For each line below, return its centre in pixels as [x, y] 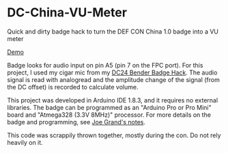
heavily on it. [25, 142]
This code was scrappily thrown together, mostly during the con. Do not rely [114, 135]
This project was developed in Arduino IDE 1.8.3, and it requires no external [113, 100]
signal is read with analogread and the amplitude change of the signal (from [113, 79]
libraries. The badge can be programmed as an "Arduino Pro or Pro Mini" [109, 107]
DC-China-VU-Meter [67, 13]
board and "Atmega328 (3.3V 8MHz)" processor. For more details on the [109, 115]
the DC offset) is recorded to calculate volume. [73, 87]
